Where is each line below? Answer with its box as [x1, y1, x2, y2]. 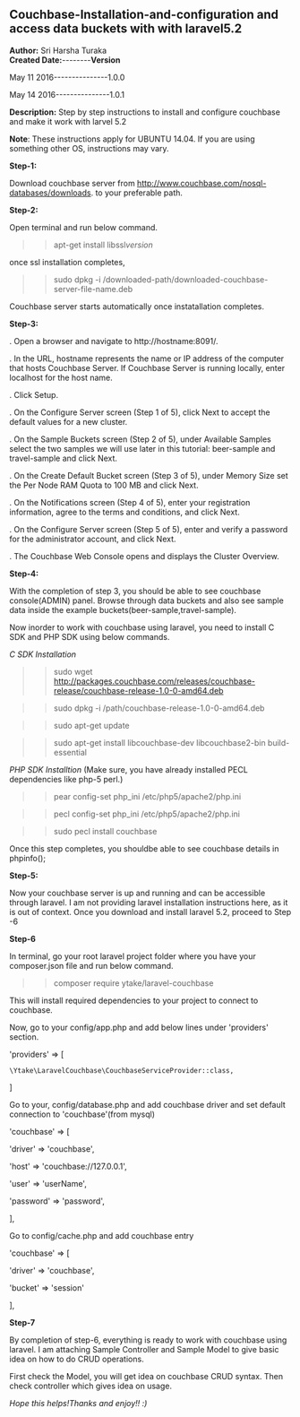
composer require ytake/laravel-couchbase [53, 977, 214, 989]
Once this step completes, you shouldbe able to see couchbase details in [9, 842, 279, 854]
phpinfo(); [9, 852, 47, 863]
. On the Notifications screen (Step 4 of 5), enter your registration [9, 497, 251, 507]
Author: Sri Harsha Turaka [9, 45, 107, 56]
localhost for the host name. [9, 372, 114, 383]
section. [9, 1031, 39, 1042]
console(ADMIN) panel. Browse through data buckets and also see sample [9, 595, 284, 606]
